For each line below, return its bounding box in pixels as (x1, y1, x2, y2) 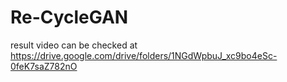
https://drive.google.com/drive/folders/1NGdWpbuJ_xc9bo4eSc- (10, 49, 278, 61)
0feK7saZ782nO (10, 60, 78, 72)
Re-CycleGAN (10, 6, 129, 29)
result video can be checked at (10, 39, 138, 51)
